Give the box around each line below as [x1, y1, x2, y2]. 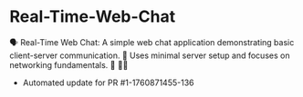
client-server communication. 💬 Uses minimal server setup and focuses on [9, 50, 290, 61]
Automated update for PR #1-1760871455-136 [22, 77, 194, 88]
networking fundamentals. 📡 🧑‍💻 [9, 59, 129, 70]
